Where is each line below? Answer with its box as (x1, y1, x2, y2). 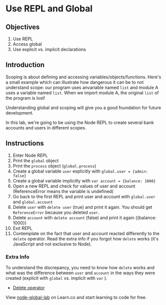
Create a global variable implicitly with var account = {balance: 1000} (12, 178, 156, 183)
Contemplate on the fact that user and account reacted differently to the (12, 230, 160, 236)
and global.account (12, 199, 53, 205)
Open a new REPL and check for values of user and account (12, 183, 135, 189)
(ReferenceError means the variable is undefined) (12, 188, 114, 194)
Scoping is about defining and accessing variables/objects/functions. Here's (5, 74, 162, 80)
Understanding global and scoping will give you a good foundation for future (5, 105, 161, 111)
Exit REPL (12, 225, 33, 231)
